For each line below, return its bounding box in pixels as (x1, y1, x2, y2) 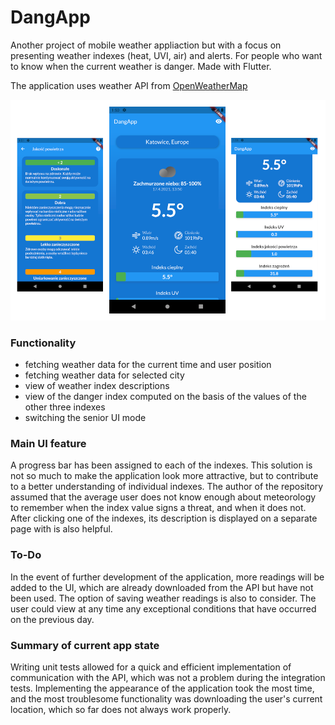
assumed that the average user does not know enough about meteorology (10, 491, 317, 503)
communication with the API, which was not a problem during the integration (10, 671, 326, 683)
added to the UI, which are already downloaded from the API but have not (10, 581, 314, 593)
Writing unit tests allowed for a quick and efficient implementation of (10, 661, 292, 673)
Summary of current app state (10, 638, 160, 652)
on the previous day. (10, 613, 95, 625)
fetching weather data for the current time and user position (24, 359, 272, 371)
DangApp (10, 6, 91, 29)
